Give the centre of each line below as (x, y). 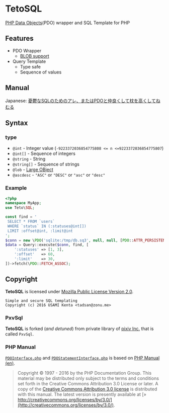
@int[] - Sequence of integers (44, 153)
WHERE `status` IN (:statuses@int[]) (47, 226)
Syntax (17, 123)
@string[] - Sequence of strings (46, 164)
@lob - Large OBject (33, 170)
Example (16, 188)
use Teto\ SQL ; (20, 208)
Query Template (29, 61)
